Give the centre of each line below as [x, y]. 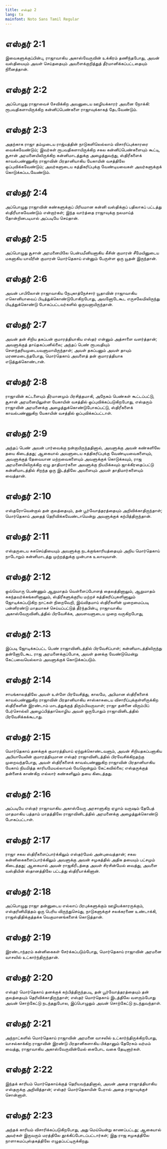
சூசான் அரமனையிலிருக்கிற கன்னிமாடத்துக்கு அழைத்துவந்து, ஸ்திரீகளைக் [73, 155]
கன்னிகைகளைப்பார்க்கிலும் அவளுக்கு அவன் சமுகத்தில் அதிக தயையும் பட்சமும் [80, 860]
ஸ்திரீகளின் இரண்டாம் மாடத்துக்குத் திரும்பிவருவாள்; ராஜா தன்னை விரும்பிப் [77, 705]
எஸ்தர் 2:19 [28, 937]
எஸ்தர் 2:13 [28, 634]
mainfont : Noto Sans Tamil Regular [42, 19]
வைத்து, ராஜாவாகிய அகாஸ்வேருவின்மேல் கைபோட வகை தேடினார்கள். [73, 1049]
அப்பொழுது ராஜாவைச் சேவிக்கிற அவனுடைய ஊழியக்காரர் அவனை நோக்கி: [77, 104]
